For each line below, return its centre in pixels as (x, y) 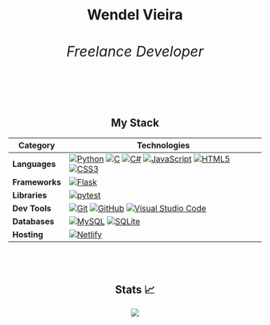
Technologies (163, 145)
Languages (34, 165)
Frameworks (37, 182)
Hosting (28, 235)
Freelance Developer (135, 52)
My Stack (135, 123)
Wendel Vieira (135, 15)
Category (37, 145)
